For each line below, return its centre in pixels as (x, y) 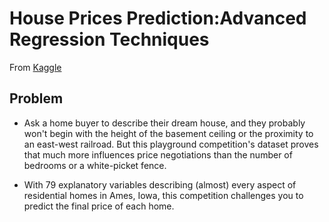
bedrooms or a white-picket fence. (95, 165)
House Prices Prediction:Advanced (158, 18)
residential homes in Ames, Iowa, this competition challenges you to (163, 195)
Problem (36, 98)
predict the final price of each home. (99, 206)
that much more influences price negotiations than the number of (158, 154)
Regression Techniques (109, 39)
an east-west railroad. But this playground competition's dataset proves (171, 144)
